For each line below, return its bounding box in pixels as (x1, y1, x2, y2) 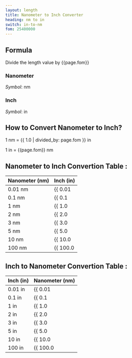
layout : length (5, 7, 38, 13)
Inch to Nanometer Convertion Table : (5, 262, 128, 271)
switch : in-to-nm (5, 22, 42, 27)
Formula (5, 46, 32, 55)
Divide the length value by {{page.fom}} (5, 59, 90, 65)
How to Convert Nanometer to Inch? (5, 123, 122, 132)
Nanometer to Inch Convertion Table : (5, 162, 128, 170)
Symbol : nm (5, 84, 31, 90)
